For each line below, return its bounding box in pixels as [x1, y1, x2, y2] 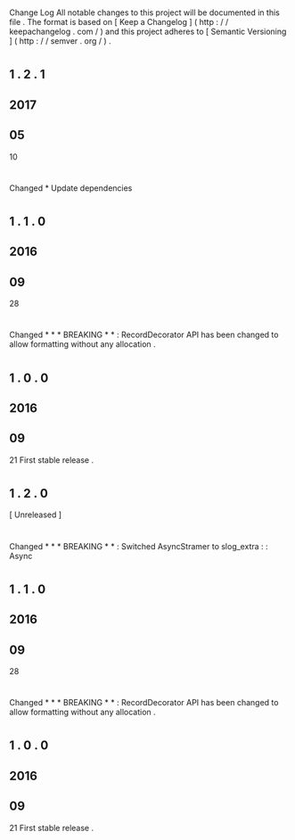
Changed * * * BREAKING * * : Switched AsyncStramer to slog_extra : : [9, 540, 269, 551]
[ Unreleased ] [9, 509, 62, 520]
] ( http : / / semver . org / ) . [9, 36, 111, 46]
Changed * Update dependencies [9, 182, 133, 194]
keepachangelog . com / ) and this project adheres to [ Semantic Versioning [9, 26, 287, 37]
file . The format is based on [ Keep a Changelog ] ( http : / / [9, 17, 229, 28]
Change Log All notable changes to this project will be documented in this [9, 7, 281, 18]
